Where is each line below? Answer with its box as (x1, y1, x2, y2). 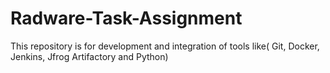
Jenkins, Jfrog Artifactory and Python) (10, 50, 169, 62)
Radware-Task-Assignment (10, 7, 243, 30)
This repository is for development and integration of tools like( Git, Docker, (10, 40, 320, 52)
